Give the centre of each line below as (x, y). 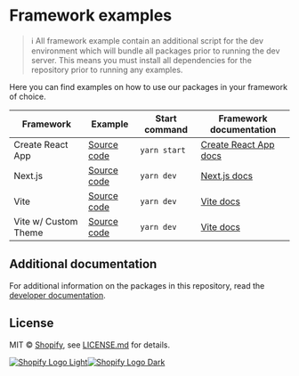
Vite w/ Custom (46, 221)
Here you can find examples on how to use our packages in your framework (148, 86)
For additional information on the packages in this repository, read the (137, 285)
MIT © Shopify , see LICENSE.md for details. (90, 345)
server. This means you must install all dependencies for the (141, 60)
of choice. (28, 96)
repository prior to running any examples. (107, 69)
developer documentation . (58, 295)
